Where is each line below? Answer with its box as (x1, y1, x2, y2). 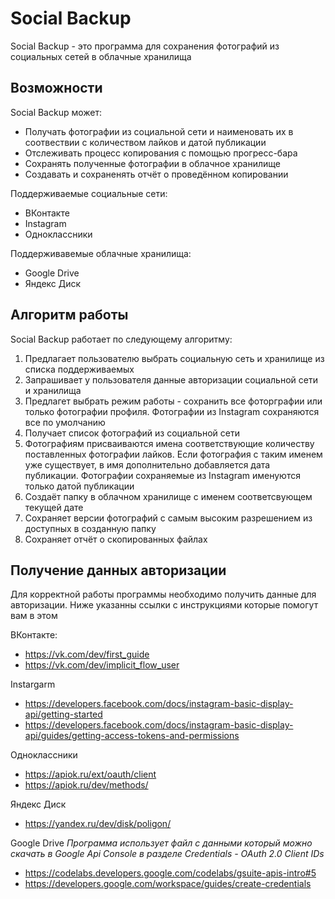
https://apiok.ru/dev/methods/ (24, 779, 149, 791)
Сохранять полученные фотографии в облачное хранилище (24, 157, 282, 169)
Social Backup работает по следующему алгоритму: (10, 333, 233, 345)
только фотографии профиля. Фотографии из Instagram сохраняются (24, 405, 320, 417)
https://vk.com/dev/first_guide (24, 648, 150, 661)
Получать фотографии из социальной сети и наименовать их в (24, 125, 294, 137)
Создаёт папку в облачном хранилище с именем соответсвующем (24, 490, 313, 502)
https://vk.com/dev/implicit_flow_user (24, 659, 180, 671)
